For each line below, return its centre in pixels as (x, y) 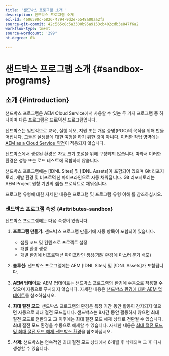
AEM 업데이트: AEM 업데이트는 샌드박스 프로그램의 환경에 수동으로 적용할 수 (88, 283)
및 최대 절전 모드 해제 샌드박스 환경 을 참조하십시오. (62, 332)
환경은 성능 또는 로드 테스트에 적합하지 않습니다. (52, 160)
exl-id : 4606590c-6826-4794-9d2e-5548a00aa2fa (55, 19)
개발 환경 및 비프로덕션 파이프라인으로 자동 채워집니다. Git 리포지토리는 (86, 177)
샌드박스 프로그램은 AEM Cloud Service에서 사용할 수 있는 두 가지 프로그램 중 (82, 113)
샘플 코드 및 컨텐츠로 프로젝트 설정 (54, 242)
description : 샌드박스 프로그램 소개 (40, 15)
